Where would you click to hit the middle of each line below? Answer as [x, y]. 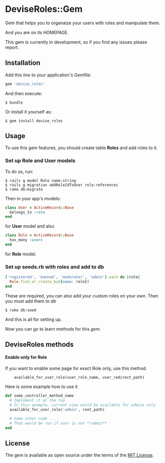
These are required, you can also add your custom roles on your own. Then [82, 295]
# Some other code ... [33, 418]
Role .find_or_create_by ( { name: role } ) [50, 282]
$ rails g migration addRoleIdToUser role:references [62, 185]
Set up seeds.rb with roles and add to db [55, 267]
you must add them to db [31, 301]
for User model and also [30, 226]
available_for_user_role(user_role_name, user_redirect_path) [79, 377]
